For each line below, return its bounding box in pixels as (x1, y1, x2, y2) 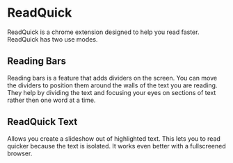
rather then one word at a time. (7, 96, 96, 104)
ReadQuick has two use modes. (7, 35, 98, 43)
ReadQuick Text (7, 116, 78, 128)
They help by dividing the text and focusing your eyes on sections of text (7, 88, 216, 96)
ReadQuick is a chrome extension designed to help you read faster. (7, 28, 200, 36)
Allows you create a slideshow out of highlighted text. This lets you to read (7, 134, 221, 143)
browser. (7, 149, 33, 157)
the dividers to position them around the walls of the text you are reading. (7, 81, 218, 89)
